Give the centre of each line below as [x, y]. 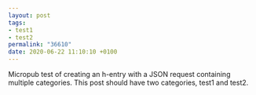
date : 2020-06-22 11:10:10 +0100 [63, 52]
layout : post [29, 15]
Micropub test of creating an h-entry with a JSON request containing [119, 74]
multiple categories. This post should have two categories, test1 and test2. [128, 82]
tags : [17, 23]
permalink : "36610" [40, 45]
